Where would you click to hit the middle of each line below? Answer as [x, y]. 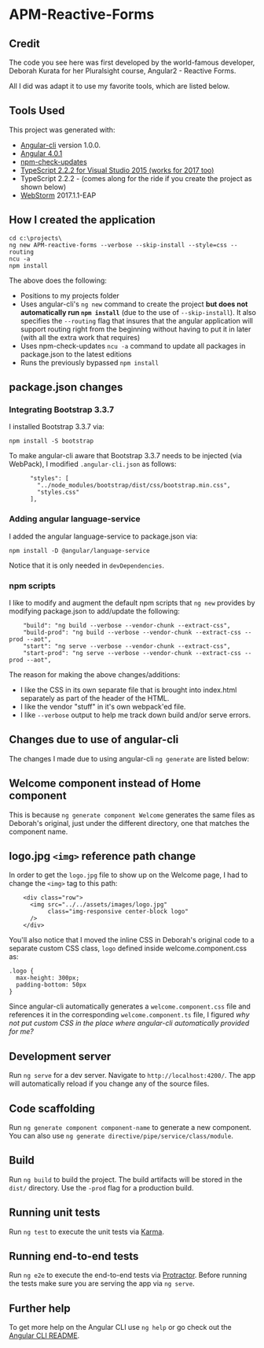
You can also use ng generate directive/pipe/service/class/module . [121, 1135]
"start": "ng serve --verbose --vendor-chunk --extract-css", [127, 646]
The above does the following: [58, 280]
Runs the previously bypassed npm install [90, 362]
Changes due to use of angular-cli [94, 740]
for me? [21, 1031]
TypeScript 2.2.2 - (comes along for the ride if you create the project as [136, 178]
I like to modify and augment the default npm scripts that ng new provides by [132, 602]
